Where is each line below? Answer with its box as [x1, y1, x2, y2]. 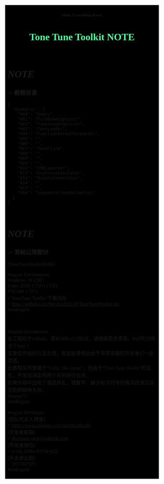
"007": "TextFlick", [17, 146, 65, 152]
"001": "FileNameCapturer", [17, 116, 83, 122]
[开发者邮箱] [7, 430, 36, 435]
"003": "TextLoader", [17, 126, 68, 132]
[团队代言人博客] [7, 417, 45, 423]
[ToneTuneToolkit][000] [7, 261, 55, 267]
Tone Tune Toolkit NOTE [29, 31, 135, 43]
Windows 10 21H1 [7, 277, 45, 283]
